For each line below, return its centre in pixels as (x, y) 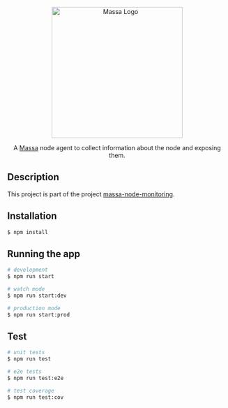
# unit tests (26, 353)
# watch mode (26, 289)
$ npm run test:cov (36, 397)
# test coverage (31, 391)
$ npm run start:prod (39, 314)
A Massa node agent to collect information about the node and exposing (117, 148)
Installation (32, 216)
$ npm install (28, 232)
